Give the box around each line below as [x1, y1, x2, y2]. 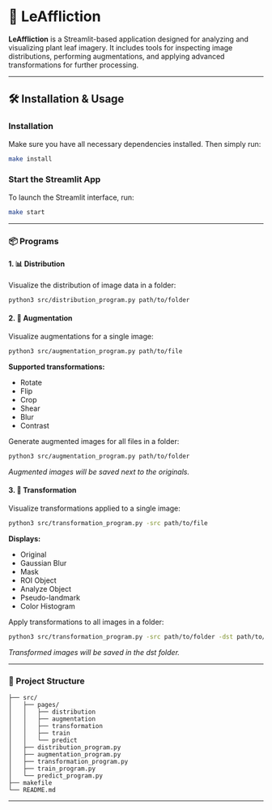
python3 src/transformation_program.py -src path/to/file [8, 519, 208, 527]
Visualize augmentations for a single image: [8, 331, 154, 341]
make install [8, 154, 53, 163]
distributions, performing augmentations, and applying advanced [8, 51, 225, 61]
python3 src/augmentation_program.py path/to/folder [8, 452, 190, 460]
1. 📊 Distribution [8, 259, 66, 269]
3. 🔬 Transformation [8, 485, 77, 495]
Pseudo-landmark [19, 592, 81, 602]
